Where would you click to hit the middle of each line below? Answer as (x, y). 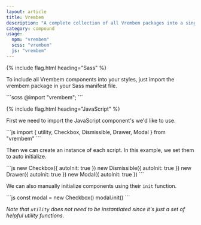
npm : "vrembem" (31, 39)
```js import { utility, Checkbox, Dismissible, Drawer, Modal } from (86, 132)
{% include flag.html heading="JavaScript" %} (63, 109)
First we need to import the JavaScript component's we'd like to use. (91, 120)
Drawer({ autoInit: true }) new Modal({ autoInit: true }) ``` (75, 174)
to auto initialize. (26, 156)
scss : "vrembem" (32, 45)
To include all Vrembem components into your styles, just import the (90, 79)
